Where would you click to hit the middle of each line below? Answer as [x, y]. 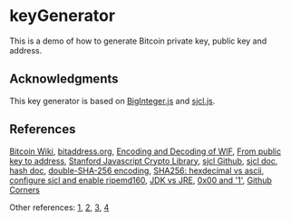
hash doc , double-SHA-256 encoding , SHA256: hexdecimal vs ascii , [137, 170]
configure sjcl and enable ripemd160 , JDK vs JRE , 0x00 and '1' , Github [141, 180]
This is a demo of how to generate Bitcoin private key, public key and [138, 41]
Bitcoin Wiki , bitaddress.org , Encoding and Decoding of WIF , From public [145, 151]
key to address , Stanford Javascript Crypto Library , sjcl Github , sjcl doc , [144, 160]
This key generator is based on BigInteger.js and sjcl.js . [112, 101]
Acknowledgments [64, 79]
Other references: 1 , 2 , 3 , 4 [59, 207]
